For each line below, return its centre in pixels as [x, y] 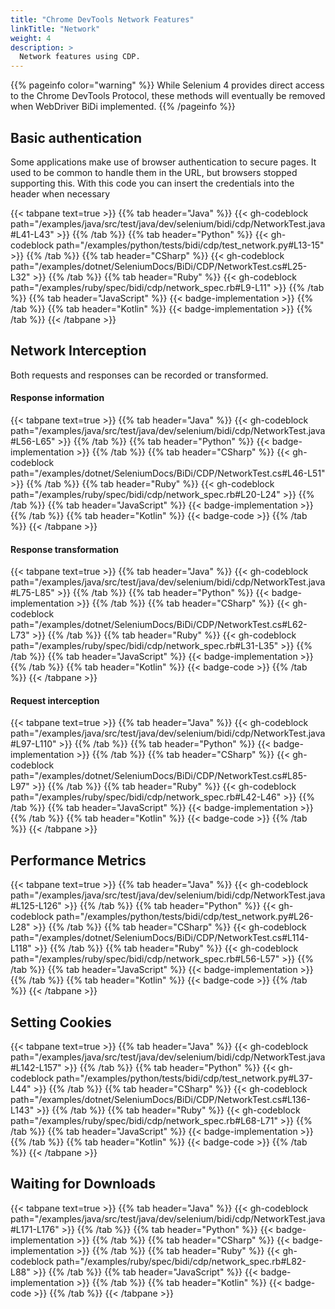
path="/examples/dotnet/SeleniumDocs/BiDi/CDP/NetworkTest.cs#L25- [159, 266]
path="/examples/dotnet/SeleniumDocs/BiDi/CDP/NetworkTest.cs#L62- [159, 625]
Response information [57, 398]
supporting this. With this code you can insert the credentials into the [152, 183]
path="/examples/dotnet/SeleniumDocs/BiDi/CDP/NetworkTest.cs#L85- [159, 776]
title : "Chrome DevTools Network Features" [102, 19]
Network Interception [78, 351]
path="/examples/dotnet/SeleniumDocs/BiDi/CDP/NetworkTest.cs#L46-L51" [168, 473]
